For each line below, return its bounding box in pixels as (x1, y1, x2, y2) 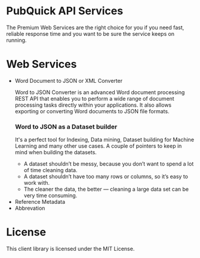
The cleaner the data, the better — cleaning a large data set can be (23, 186, 189, 193)
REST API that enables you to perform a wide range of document (14, 95, 174, 102)
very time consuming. (23, 192, 78, 199)
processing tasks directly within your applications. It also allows (14, 101, 172, 108)
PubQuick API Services (6, 4, 124, 18)
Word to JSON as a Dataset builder (14, 122, 118, 130)
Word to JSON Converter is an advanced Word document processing (14, 88, 185, 96)
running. (6, 36, 27, 43)
